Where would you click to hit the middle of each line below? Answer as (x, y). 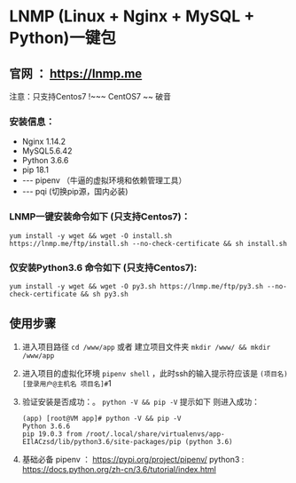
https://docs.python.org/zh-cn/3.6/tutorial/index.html (119, 469)
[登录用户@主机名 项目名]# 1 (67, 383)
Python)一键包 (63, 38)
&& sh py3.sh (104, 294)
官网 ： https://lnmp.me (76, 73)
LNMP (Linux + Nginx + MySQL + (132, 16)
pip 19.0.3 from (52, 434)
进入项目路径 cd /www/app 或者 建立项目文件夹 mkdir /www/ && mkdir (146, 346)
